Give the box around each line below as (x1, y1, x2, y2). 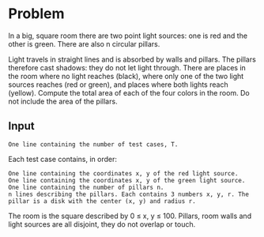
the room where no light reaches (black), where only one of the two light (8, 71, 244, 81)
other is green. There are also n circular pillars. (8, 39, 160, 48)
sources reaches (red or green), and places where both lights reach (8, 80, 228, 89)
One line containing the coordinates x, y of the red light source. (8, 169, 239, 178)
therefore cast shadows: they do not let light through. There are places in (8, 62, 247, 72)
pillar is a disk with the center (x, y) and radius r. (8, 197, 196, 205)
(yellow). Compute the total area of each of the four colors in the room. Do (8, 88, 251, 97)
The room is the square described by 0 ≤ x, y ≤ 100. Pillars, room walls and (8, 211, 251, 220)
